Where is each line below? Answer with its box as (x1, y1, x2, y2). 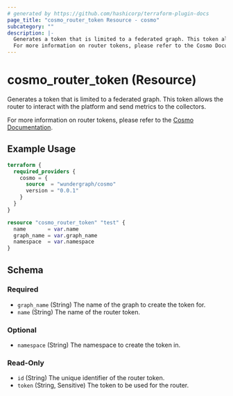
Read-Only (7, 358, 45, 368)
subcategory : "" (7, 23, 54, 30)
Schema (7, 264, 44, 276)
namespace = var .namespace (13, 238, 95, 246)
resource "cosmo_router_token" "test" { (7, 219, 126, 226)
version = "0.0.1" (25, 188, 79, 195)
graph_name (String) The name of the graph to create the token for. (17, 300, 206, 309)
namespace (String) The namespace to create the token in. (17, 341, 181, 350)
